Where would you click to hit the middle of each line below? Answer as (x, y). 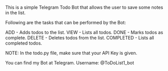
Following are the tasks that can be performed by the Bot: (66, 23)
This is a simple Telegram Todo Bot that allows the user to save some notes (84, 7)
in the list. (16, 13)
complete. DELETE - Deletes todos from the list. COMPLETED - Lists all (80, 38)
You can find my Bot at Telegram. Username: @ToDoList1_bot (70, 63)
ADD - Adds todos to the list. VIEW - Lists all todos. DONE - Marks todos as (84, 32)
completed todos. (24, 43)
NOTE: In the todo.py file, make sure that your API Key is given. (71, 53)
